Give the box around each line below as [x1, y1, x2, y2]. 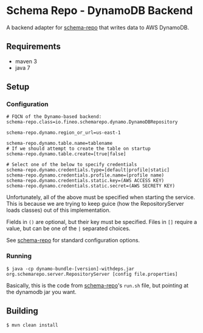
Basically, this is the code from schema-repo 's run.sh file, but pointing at [6, 281, 189, 289]
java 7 [15, 64, 30, 71]
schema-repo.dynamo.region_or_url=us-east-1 [6, 130, 121, 136]
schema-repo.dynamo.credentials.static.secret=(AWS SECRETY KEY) [6, 183, 175, 189]
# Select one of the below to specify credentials [6, 162, 137, 168]
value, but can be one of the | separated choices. [6, 225, 131, 232]
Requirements [6, 41, 61, 52]
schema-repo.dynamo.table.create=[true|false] [6, 151, 126, 157]
